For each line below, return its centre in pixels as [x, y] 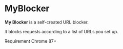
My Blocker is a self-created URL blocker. [47, 22]
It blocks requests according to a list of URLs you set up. [61, 31]
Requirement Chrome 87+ [31, 41]
